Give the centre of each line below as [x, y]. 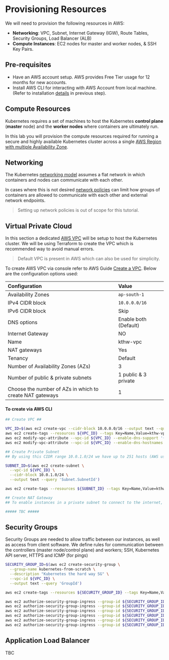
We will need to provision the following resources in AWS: [65, 23]
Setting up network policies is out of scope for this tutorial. [78, 210]
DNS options [23, 322]
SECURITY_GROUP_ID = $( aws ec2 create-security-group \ [63, 565]
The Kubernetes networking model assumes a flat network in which [75, 175]
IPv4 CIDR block [27, 303]
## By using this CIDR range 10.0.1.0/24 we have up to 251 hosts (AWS [82, 457]
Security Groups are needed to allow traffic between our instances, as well [82, 539]
